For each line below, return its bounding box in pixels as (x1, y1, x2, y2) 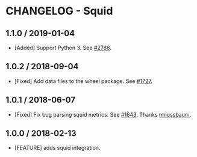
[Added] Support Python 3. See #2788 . (14, 44, 112, 51)
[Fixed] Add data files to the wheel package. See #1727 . (14, 77, 153, 85)
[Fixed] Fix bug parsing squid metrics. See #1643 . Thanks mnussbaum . (14, 111, 192, 118)
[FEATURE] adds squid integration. (14, 144, 101, 152)
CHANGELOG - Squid (5, 4, 113, 18)
